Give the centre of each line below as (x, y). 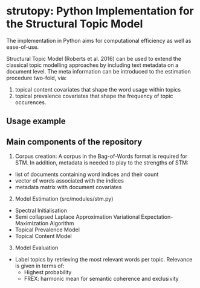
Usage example (36, 121)
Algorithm (62, 224)
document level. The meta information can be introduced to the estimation (99, 71)
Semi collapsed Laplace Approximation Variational (77, 217)
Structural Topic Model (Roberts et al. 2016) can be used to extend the (94, 58)
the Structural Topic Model (75, 24)
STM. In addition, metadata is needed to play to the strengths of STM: (102, 163)
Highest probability (48, 272)
